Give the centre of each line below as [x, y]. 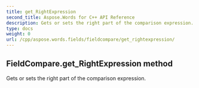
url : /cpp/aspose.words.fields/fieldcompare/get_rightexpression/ [91, 40]
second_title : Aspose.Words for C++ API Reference [71, 17]
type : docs [20, 28]
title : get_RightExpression [41, 12]
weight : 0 [19, 34]
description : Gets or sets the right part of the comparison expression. [100, 23]
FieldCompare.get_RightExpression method [90, 64]
